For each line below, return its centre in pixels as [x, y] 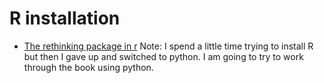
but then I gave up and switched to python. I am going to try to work [163, 56]
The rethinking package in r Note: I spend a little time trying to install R [168, 46]
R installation [65, 18]
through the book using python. [88, 67]
